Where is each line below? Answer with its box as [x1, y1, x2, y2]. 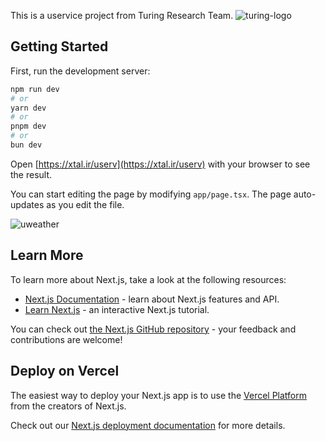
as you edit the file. [46, 198, 125, 210]
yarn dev [10, 103, 47, 113]
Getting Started [10, 38, 109, 55]
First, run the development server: [10, 65, 151, 77]
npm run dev [10, 84, 60, 94]
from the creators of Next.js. [10, 400, 127, 412]
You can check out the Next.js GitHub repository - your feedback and [10, 323, 297, 335]
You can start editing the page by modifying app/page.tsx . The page [10, 188, 292, 200]
